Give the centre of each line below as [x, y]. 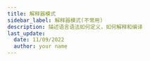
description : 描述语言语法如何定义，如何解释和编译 [75, 27]
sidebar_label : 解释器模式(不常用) [55, 20]
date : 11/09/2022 [39, 40]
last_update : [26, 33]
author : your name [41, 46]
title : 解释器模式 [32, 14]
